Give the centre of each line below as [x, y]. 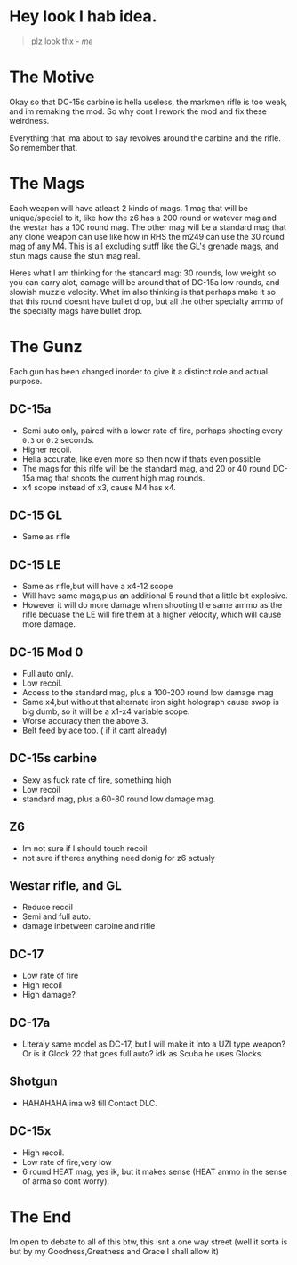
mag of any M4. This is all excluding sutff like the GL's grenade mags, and [144, 246]
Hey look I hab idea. [83, 16]
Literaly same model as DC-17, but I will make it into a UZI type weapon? [154, 1044]
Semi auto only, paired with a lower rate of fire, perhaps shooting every [152, 431]
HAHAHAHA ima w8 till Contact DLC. [89, 1103]
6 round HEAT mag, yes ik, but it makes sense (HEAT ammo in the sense [154, 1171]
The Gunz [46, 347]
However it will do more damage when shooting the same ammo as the [152, 605]
